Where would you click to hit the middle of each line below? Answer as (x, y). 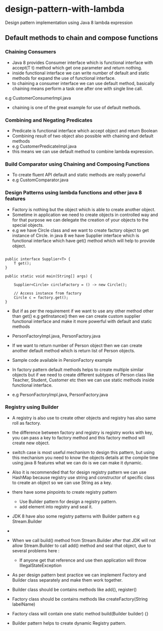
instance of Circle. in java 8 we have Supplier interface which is (76, 235)
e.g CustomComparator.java (40, 180)
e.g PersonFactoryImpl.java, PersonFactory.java (60, 394)
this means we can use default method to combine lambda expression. (83, 151)
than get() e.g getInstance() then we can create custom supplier (76, 316)
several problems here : (36, 550)
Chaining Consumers (31, 52)
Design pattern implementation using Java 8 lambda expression (69, 22)
